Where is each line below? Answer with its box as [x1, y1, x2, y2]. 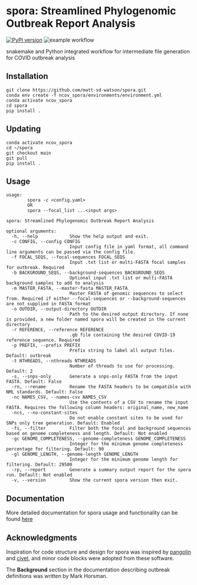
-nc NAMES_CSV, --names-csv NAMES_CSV [11, 394, 107, 401]
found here [6, 516, 33, 523]
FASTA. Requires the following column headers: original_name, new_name [6, 405, 189, 411]
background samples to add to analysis [6, 280, 104, 286]
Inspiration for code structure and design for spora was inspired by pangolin [6, 548, 192, 555]
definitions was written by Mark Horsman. [6, 573, 108, 579]
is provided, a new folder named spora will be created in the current [6, 317, 186, 322]
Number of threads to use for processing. [69, 363, 176, 369]
